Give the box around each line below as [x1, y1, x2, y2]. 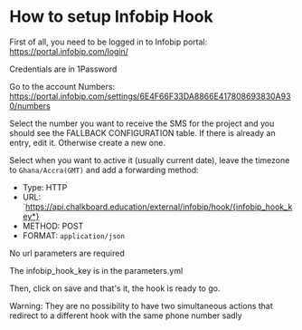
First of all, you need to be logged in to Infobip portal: [9, 36, 208, 47]
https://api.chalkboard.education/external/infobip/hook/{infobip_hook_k [25, 201, 293, 212]
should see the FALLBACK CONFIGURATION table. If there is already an [9, 127, 276, 138]
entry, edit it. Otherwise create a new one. [9, 137, 165, 148]
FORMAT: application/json [22, 229, 125, 241]
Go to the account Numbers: [9, 81, 116, 92]
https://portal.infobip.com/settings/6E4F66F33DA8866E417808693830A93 [9, 91, 291, 102]
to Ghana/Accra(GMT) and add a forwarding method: [9, 164, 199, 175]
